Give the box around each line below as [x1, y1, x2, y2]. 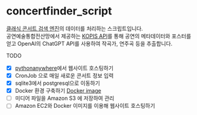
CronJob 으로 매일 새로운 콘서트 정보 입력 [14, 72, 114, 79]
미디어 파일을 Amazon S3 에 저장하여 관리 [14, 95, 114, 102]
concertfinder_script [6, 4, 113, 18]
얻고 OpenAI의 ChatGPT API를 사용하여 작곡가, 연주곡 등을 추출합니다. [6, 40, 173, 47]
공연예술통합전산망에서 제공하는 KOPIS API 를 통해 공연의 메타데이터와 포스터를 [6, 32, 192, 40]
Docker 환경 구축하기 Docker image [14, 87, 101, 95]
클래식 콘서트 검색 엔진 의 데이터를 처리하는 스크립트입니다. [6, 25, 143, 32]
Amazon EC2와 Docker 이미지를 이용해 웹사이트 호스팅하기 [14, 102, 155, 110]
